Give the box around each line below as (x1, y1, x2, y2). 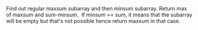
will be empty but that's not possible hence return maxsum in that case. (6, 18, 181, 24)
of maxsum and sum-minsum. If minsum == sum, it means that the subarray (6, 11, 193, 18)
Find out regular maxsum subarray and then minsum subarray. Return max (6, 5, 187, 12)
